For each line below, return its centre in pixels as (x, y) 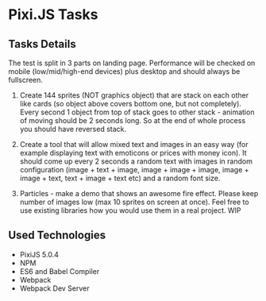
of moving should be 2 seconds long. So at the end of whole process (133, 120)
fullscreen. (26, 80)
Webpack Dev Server (54, 288)
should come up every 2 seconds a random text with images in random (136, 161)
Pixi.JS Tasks (53, 15)
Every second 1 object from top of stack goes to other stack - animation (137, 112)
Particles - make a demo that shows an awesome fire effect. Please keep (139, 193)
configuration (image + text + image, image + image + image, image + (134, 170)
